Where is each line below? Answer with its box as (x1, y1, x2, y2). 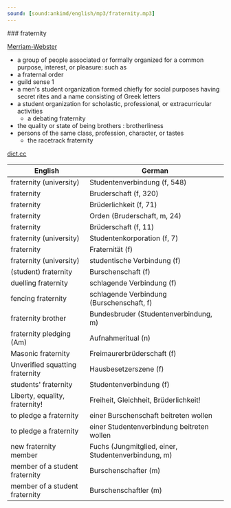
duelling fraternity (10, 278, 69, 288)
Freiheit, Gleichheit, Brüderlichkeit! (89, 395, 201, 405)
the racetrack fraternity (27, 136, 93, 145)
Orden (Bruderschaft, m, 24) (89, 211, 181, 220)
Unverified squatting (10, 359, 77, 369)
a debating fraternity (27, 114, 86, 123)
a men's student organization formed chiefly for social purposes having (16, 85, 220, 93)
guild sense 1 (16, 77, 54, 86)
